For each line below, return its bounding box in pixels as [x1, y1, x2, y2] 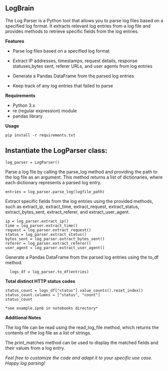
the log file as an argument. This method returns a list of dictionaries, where [5, 174, 163, 180]
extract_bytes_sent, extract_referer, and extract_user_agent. [5, 209, 130, 215]
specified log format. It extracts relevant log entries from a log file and [5, 23, 151, 29]
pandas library [12, 113, 43, 119]
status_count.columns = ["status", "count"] [5, 292, 100, 298]
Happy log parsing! [5, 360, 45, 366]
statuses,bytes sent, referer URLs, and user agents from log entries [12, 63, 153, 69]
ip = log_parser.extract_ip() [5, 219, 69, 224]
